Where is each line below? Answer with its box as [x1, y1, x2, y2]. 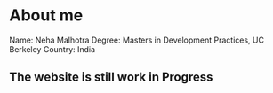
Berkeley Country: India [9, 43, 96, 54]
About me [9, 5, 84, 26]
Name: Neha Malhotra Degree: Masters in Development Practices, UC [9, 35, 265, 45]
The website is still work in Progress [9, 70, 213, 85]
